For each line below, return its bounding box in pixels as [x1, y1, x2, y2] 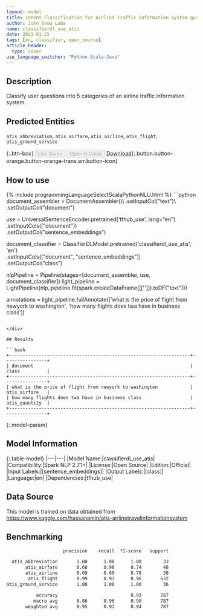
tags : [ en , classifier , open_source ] [6, 37, 101, 43]
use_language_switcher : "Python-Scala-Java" [6, 54, 120, 60]
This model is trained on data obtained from [6, 508, 115, 515]
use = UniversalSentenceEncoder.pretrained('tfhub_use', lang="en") [6, 216, 176, 223]
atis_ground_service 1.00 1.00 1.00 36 [6, 581, 169, 588]
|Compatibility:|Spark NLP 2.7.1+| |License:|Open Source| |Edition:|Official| [6, 461, 192, 468]
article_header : [6, 43, 47, 49]
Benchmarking [6, 532, 63, 542]
